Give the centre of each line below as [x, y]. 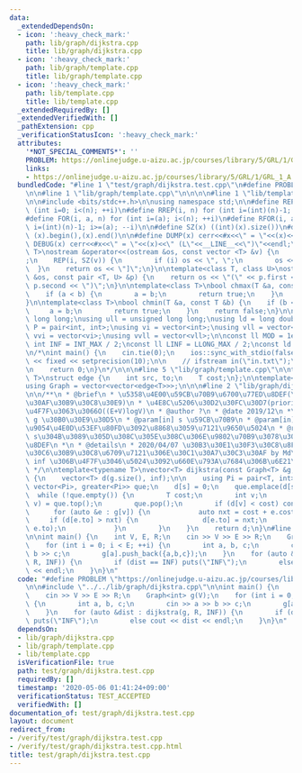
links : [38, 168]
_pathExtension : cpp [56, 127]
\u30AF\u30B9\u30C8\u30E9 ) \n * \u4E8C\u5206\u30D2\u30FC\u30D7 [147, 403]
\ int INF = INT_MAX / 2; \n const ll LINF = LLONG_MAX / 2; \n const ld [159, 344]
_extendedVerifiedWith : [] [68, 118]
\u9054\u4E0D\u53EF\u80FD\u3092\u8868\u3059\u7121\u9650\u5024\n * [154, 428]
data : [19, 18]
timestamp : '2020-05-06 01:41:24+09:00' [94, 687]
